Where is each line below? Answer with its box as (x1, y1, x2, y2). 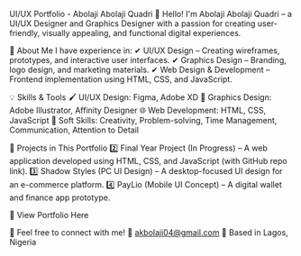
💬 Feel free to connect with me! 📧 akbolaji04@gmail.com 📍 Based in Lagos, (9, 227, 288, 238)
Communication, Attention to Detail (9, 124, 140, 135)
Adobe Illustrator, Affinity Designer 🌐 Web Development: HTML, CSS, (9, 105, 267, 115)
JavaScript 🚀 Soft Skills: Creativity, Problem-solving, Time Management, (9, 115, 278, 125)
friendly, (9, 28, 41, 38)
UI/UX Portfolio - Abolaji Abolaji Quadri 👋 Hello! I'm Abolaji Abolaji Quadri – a (9, 9, 293, 19)
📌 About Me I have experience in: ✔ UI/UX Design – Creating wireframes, (9, 45, 280, 56)
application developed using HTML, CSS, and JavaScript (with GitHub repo (9, 156, 287, 166)
